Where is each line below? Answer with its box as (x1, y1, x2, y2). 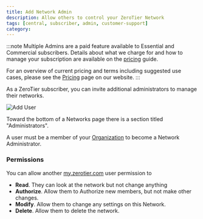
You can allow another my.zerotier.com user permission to (6, 169, 152, 176)
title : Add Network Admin (6, 9, 72, 15)
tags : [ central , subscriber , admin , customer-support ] (6, 20, 148, 26)
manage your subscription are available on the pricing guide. (6, 55, 159, 63)
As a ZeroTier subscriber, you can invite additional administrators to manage (6, 86, 198, 93)
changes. (15, 194, 39, 201)
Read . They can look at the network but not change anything (15, 181, 168, 189)
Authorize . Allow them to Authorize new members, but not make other (15, 187, 192, 195)
